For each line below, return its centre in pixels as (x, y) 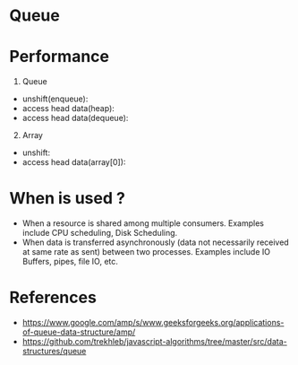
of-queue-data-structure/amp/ (79, 332)
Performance (60, 57)
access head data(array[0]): (74, 162)
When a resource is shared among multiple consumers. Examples (143, 223)
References (53, 298)
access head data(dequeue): (75, 118)
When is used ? (67, 199)
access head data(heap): (68, 109)
